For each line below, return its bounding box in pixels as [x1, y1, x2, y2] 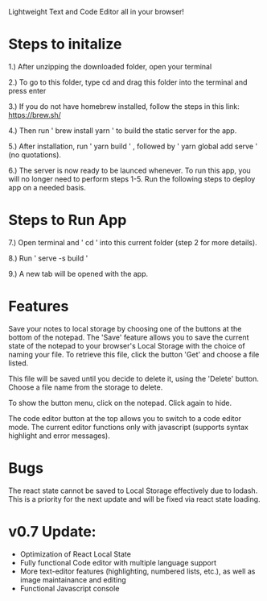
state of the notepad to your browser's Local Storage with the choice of [8, 340, 245, 350]
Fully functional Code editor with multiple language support [19, 557, 217, 567]
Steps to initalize [8, 35, 122, 53]
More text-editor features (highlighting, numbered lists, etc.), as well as [19, 566, 256, 576]
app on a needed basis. [8, 182, 86, 192]
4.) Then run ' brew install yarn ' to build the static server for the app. [8, 125, 237, 136]
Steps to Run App [8, 211, 127, 229]
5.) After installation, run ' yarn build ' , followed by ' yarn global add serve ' [8, 141, 258, 151]
